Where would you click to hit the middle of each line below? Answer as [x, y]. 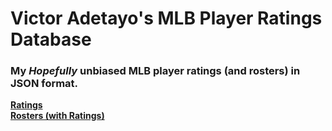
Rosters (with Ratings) [57, 116]
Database [51, 39]
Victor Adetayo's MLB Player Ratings [166, 18]
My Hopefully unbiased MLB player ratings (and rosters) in [155, 71]
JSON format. [44, 84]
